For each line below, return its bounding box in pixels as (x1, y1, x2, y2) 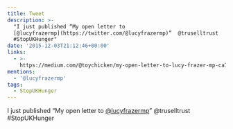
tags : (7, 81, 23, 88)
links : (7, 49, 26, 56)
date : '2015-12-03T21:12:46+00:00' (7, 42, 110, 49)
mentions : (7, 68, 36, 75)
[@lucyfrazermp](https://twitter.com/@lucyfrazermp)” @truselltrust (13, 29, 218, 37)
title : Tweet (7, 10, 45, 17)
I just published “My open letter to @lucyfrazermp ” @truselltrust (7, 107, 191, 115)
